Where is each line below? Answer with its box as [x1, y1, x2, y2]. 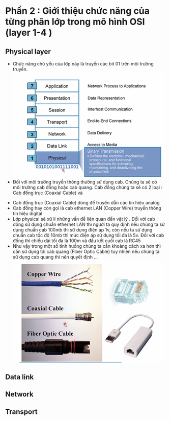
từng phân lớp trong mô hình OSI [5, 16, 145, 28]
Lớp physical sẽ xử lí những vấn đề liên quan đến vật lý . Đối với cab [12, 216, 155, 222]
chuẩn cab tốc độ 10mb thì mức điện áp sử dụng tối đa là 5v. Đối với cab [12, 232, 164, 238]
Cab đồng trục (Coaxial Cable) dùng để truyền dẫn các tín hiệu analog [12, 199, 160, 205]
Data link [5, 373, 34, 382]
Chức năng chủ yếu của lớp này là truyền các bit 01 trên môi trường [12, 61, 154, 66]
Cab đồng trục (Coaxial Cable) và [12, 190, 83, 196]
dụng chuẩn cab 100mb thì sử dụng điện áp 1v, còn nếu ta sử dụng [12, 226, 153, 232]
